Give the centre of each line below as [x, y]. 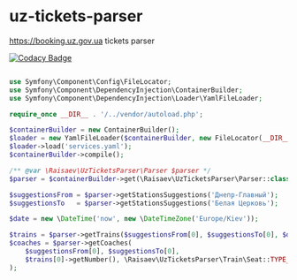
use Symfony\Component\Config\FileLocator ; [91, 81]
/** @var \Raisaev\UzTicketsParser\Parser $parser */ [110, 170]
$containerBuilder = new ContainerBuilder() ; [94, 130]
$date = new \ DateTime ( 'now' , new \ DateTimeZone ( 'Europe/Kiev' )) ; [134, 219]
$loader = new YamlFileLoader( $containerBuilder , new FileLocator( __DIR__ [150, 139]
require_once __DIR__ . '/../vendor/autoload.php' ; [106, 114]
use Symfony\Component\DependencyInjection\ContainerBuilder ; [126, 90]
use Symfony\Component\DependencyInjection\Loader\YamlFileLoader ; [136, 98]
